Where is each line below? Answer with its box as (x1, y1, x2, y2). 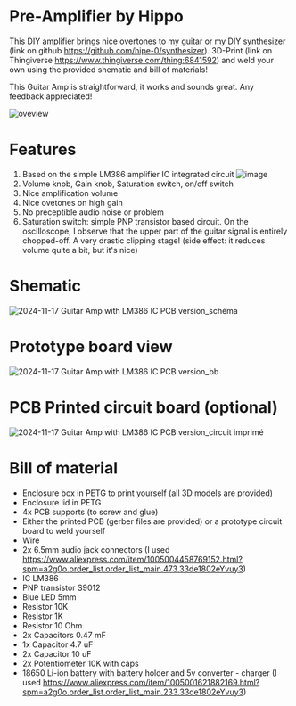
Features (9, 140, 77, 160)
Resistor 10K (21, 601, 69, 612)
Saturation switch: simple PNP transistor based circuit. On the (21, 216, 250, 226)
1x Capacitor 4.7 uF (21, 639, 94, 650)
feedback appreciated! (9, 91, 93, 102)
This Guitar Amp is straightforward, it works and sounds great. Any (9, 81, 254, 92)
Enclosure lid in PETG (21, 497, 102, 507)
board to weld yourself (21, 525, 106, 536)
